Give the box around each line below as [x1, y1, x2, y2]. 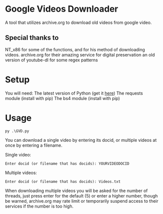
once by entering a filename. [5, 142, 63, 148]
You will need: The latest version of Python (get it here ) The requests [5, 90, 143, 96]
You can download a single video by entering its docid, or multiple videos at [5, 137, 157, 143]
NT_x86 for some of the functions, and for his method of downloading [5, 46, 145, 52]
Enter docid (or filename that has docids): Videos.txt [5, 179, 121, 184]
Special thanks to [5, 34, 59, 42]
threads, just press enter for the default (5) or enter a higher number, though [5, 193, 158, 198]
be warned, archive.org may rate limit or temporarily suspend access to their [5, 198, 159, 204]
